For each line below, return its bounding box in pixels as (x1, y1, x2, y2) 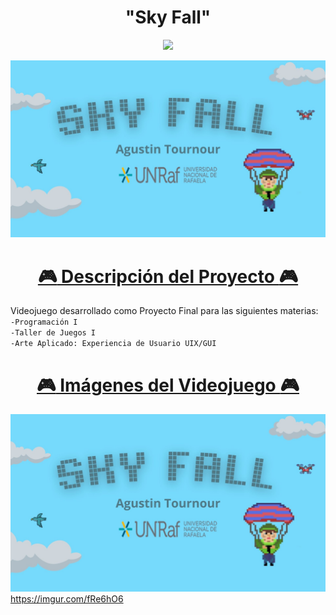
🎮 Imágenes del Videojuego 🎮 (36, 374, 300, 396)
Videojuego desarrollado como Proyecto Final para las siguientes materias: (10, 305, 319, 317)
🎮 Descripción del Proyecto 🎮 (37, 265, 299, 288)
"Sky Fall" (124, 6, 212, 29)
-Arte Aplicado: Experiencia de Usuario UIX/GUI (10, 339, 217, 349)
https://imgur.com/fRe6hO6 (10, 592, 124, 605)
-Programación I (10, 317, 78, 328)
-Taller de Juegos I (10, 328, 97, 338)
